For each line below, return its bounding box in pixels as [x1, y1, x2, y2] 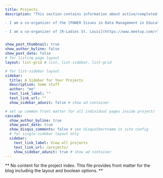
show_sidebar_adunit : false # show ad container [9, 100, 110, 105]
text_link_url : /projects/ [14, 145, 68, 150]
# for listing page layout [5, 56, 60, 60]
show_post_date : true [9, 122, 53, 127]
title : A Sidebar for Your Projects [9, 78, 83, 83]
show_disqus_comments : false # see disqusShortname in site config [9, 127, 149, 132]
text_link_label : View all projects [14, 140, 88, 145]
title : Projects [5, 7, 38, 12]
